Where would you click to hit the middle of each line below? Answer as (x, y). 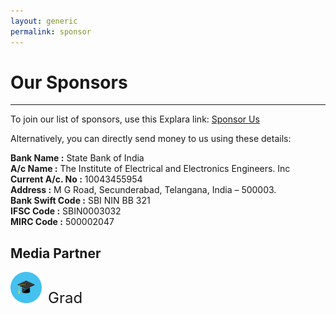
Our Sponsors (69, 82)
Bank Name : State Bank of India (77, 158)
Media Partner (56, 253)
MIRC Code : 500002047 (62, 222)
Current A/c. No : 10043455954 (76, 179)
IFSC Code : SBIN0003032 (66, 211)
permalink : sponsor (51, 31)
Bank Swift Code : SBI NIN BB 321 (80, 201)
